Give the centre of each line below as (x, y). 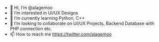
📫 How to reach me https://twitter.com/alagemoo (61, 34)
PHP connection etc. (31, 29)
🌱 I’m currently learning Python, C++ (47, 18)
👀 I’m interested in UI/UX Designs (44, 13)
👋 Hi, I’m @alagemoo (31, 8)
